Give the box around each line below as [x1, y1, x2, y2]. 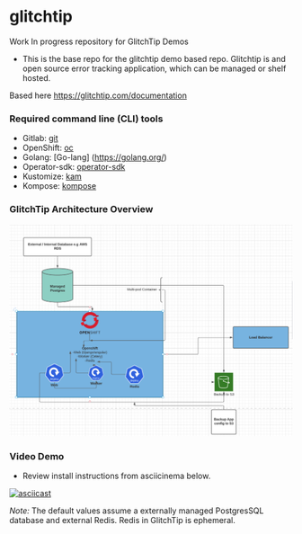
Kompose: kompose [22, 181, 97, 191]
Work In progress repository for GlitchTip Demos [9, 36, 189, 47]
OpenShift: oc [22, 142, 74, 154]
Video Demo [9, 449, 65, 462]
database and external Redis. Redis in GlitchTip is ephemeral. [9, 515, 235, 526]
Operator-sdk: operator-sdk [22, 162, 126, 173]
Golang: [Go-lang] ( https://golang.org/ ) [22, 152, 168, 163]
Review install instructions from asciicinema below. [22, 470, 211, 482]
